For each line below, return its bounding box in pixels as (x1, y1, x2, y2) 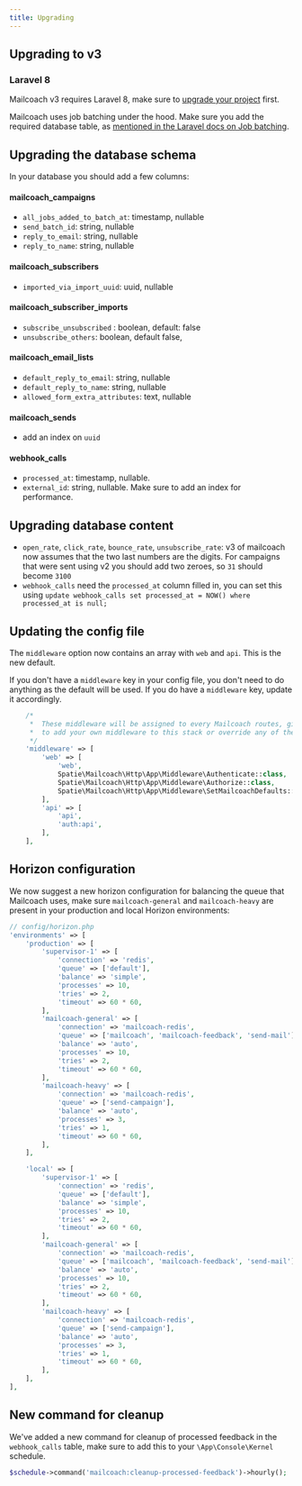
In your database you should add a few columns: (9, 171, 190, 182)
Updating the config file (9, 624, 146, 639)
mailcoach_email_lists (9, 352, 94, 363)
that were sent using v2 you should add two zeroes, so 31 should (22, 561, 263, 572)
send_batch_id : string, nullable (22, 222, 135, 232)
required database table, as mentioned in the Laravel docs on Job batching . (9, 121, 289, 132)
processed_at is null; (22, 599, 108, 608)
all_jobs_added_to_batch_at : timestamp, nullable (22, 212, 205, 223)
